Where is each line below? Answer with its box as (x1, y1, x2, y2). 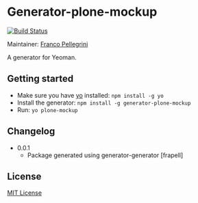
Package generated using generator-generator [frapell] (27, 151, 184, 159)
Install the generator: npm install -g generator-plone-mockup (16, 98, 191, 107)
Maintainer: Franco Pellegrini (7, 40, 88, 48)
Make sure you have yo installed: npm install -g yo (16, 91, 164, 99)
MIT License (7, 189, 42, 197)
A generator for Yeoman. (7, 53, 77, 62)
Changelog (7, 126, 55, 137)
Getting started (7, 73, 74, 85)
